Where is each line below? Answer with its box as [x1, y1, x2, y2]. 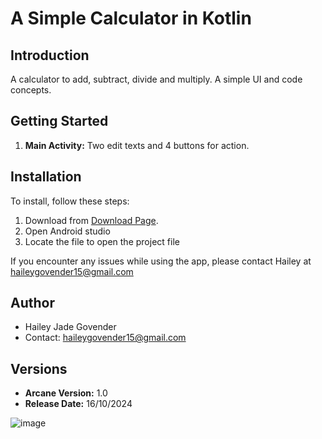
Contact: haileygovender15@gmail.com [24, 332, 187, 344]
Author [10, 295, 55, 312]
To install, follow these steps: [10, 195, 130, 207]
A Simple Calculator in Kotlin [10, 7, 252, 30]
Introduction [10, 47, 90, 64]
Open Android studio [24, 225, 111, 237]
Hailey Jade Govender [24, 321, 117, 333]
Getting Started [10, 113, 109, 130]
